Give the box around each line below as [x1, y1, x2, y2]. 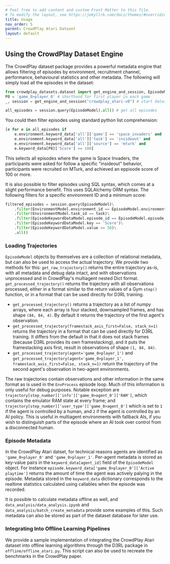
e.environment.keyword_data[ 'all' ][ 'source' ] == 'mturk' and [14, 141, 146, 146]
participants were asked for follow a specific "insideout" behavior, [5, 161, 143, 167]
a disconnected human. [5, 425, 55, 431]
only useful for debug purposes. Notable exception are [5, 387, 120, 393]
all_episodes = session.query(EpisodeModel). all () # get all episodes [5, 108, 157, 113]
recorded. [5, 486, 26, 493]
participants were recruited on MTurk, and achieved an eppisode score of [5, 166, 159, 172]
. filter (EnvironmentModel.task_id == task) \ [14, 211, 110, 216]
